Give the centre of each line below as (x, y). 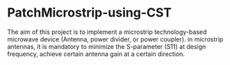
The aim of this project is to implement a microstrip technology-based (107, 32)
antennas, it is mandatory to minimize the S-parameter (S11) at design (107, 46)
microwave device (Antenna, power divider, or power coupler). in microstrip (115, 39)
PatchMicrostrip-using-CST (90, 13)
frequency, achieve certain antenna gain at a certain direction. (96, 54)
